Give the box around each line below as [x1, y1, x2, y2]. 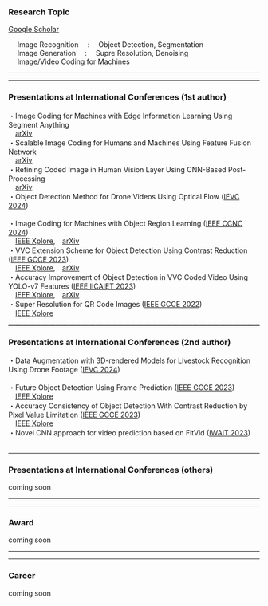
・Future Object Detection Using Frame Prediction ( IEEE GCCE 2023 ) [8, 382, 235, 392]
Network [8, 147, 37, 156]
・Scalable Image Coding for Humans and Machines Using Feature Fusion [8, 138, 251, 148]
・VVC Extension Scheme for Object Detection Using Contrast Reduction [8, 246, 248, 255]
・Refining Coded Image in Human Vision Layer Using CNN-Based [8, 164, 227, 174]
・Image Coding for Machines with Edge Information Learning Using [8, 111, 233, 120]
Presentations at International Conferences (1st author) [8, 92, 227, 103]
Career [8, 570, 36, 581]
